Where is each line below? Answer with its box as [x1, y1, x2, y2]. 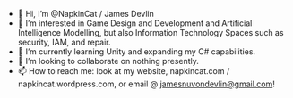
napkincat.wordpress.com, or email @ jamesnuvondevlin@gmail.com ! [17, 78, 276, 89]
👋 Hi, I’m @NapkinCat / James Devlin [17, 9, 155, 19]
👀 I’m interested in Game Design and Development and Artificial [17, 18, 253, 29]
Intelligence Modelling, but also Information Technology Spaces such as [17, 28, 284, 37]
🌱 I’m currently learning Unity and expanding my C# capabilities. [17, 46, 256, 57]
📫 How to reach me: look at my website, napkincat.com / [17, 66, 230, 76]
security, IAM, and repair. [17, 37, 111, 47]
